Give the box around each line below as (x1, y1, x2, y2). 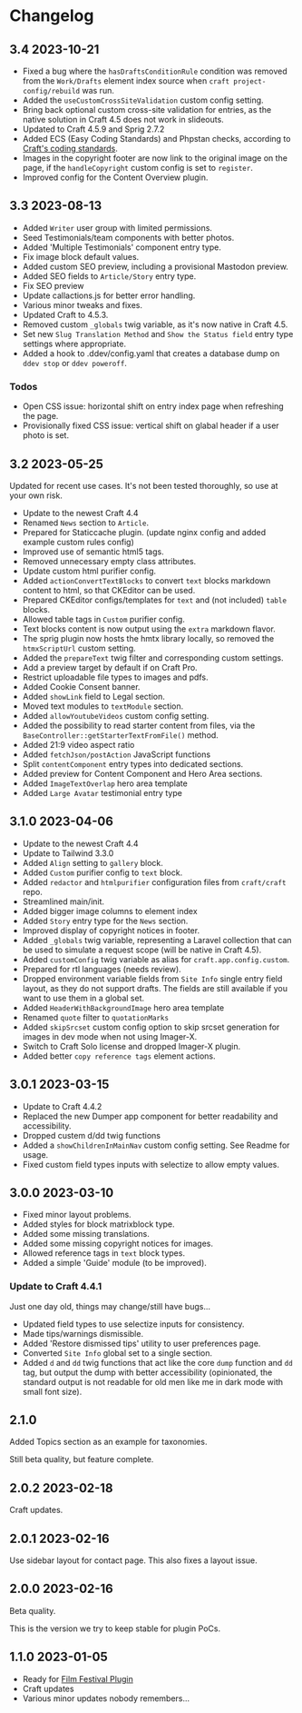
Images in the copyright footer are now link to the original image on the (22, 153, 288, 164)
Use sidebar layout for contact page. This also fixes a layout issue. (9, 1555, 258, 1566)
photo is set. (22, 430, 70, 441)
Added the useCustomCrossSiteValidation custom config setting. (22, 95, 265, 105)
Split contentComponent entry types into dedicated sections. (22, 758, 244, 769)
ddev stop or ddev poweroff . (22, 357, 127, 368)
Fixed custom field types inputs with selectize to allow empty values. (22, 1159, 279, 1170)
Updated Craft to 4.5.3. (22, 309, 109, 320)
